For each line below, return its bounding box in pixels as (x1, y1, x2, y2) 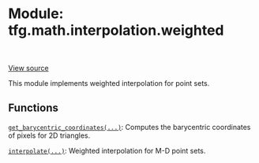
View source (8, 63, 49, 72)
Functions (8, 102, 59, 115)
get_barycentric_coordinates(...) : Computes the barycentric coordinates (8, 122, 251, 132)
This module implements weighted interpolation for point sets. (8, 78, 210, 87)
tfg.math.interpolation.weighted (8, 21, 224, 39)
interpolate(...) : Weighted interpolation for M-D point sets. (8, 146, 206, 155)
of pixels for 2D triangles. (8, 131, 91, 140)
